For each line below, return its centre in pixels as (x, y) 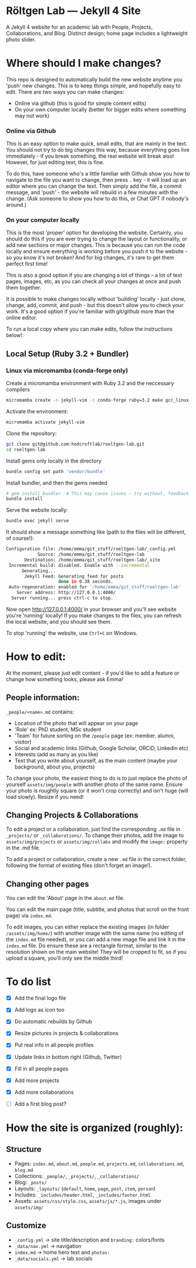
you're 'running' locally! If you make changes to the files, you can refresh (94, 615)
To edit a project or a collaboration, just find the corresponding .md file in (93, 829)
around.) (16, 205)
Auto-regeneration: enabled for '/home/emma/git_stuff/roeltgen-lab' (95, 587)
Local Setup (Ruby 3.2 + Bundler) (68, 354)
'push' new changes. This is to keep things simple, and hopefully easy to (93, 86)
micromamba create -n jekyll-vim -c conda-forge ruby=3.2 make (85, 400)
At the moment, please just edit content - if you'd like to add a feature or (93, 673)
